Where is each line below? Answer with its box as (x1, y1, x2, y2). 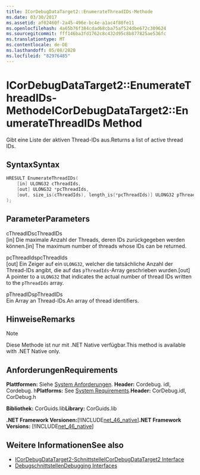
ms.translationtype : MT (6, 36, 65, 42)
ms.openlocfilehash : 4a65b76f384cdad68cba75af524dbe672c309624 (6, 25, 167, 32)
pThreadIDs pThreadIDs (6, 291, 63, 298)
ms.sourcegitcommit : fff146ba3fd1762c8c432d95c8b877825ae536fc (6, 31, 167, 37)
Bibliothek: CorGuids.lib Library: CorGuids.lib (6, 405, 117, 412)
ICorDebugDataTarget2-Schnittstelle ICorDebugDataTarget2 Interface (14, 456, 185, 463)
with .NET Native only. (6, 348, 61, 355)
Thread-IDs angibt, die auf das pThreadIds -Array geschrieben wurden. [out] (6, 266, 190, 273)
